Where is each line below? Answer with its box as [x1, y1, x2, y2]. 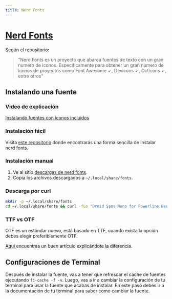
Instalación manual [5, 157, 54, 165]
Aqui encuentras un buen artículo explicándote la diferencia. [5, 243, 133, 249]
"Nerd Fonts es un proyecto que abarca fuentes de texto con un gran [17, 56, 164, 63]
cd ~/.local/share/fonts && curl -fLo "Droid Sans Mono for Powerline [5, 204, 159, 209]
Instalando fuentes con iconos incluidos [5, 115, 90, 121]
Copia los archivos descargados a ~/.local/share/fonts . [12, 174, 133, 181]
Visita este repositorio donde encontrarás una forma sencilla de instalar [5, 139, 156, 145]
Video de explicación [5, 103, 59, 110]
